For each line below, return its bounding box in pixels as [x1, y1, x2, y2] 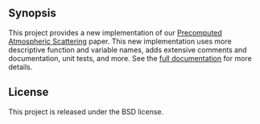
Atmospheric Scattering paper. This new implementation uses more [8, 36, 232, 46]
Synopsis [8, 6, 56, 20]
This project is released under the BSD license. [8, 106, 164, 116]
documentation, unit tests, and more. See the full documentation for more [8, 53, 252, 63]
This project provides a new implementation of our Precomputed [8, 27, 223, 37]
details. [8, 62, 33, 72]
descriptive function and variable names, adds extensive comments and [8, 44, 247, 55]
